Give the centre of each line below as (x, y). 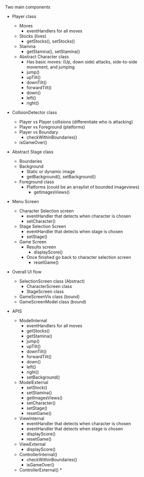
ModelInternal (33, 320)
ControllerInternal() (38, 454)
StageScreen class (45, 291)
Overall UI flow (27, 272)
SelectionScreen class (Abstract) (52, 281)
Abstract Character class (44, 57)
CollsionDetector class (34, 112)
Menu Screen (25, 201)
